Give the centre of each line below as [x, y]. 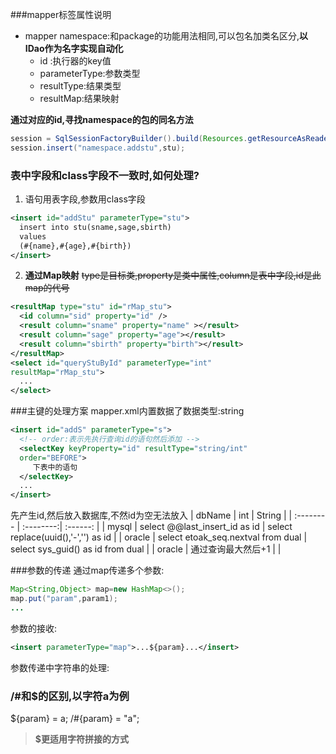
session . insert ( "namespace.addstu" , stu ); [98, 148]
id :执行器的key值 [75, 61]
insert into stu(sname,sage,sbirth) [95, 227]
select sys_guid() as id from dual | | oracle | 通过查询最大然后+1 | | [146, 549]
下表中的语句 [55, 467]
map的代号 [47, 288]
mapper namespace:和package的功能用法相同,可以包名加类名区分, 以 [166, 36]
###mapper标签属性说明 [61, 14]
